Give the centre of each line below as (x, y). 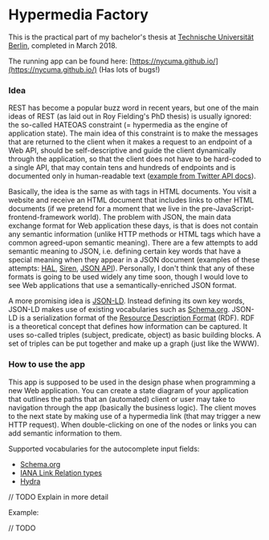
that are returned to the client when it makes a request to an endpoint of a (130, 142)
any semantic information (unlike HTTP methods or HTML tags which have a (134, 234)
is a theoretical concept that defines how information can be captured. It (128, 327)
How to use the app (47, 364)
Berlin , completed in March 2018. (63, 45)
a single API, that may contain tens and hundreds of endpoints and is (122, 168)
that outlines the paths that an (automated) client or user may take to (122, 399)
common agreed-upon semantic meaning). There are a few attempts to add (133, 243)
